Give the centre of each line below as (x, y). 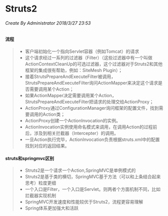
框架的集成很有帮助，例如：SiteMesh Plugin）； (74, 70)
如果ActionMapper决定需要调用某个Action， (71, 95)
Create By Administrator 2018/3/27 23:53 (48, 23)
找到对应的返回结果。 (47, 146)
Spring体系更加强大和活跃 (52, 208)
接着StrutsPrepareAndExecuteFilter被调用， (70, 77)
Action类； (54, 114)
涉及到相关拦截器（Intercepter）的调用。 (76, 133)
